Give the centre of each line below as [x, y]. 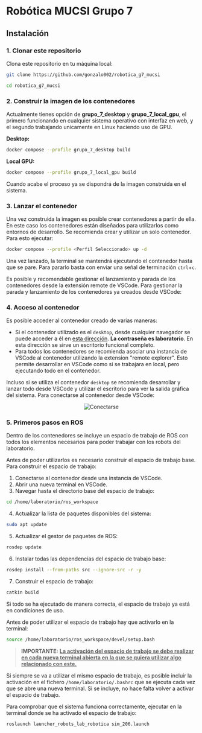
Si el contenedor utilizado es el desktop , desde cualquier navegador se [103, 332]
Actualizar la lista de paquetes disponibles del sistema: [83, 513]
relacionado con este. [49, 664]
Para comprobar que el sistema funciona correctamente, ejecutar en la [94, 706]
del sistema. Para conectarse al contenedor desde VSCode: [80, 395]
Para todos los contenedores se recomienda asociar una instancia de [101, 352]
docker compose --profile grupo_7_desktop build [68, 150]
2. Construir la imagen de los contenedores [71, 101]
